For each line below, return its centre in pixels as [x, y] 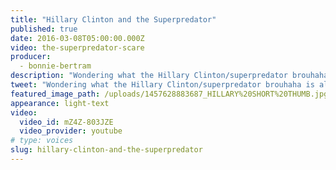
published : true [44, 29]
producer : [31, 57]
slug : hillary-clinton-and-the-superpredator [106, 150]
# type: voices [42, 141]
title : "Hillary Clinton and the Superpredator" [113, 19]
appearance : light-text [60, 103]
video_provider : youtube [71, 131]
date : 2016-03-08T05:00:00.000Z [77, 38]
